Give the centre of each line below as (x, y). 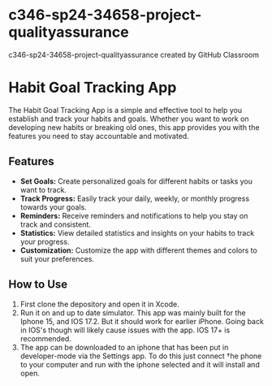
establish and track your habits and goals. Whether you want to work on (129, 119)
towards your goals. (53, 207)
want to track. (43, 189)
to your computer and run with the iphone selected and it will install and (140, 364)
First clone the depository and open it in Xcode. (100, 304)
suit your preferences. (57, 258)
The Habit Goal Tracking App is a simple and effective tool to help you (125, 110)
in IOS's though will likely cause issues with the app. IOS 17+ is (125, 330)
